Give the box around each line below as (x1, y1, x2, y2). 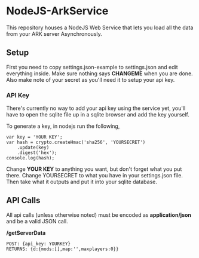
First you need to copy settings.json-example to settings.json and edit (6, 63, 178, 70)
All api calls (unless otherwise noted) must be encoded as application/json (6, 211, 192, 219)
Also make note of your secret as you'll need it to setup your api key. (6, 76, 175, 83)
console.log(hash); (6, 155, 55, 161)
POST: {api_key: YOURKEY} (6, 241, 71, 247)
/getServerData (6, 229, 46, 236)
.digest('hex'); (17, 150, 58, 156)
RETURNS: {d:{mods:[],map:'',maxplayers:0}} (6, 246, 119, 252)
